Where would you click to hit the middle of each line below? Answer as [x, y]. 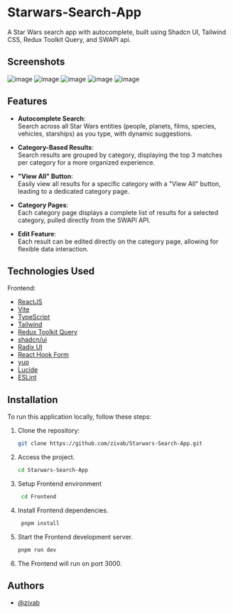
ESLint [27, 378]
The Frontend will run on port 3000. [70, 563]
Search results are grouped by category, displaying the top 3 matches [120, 155]
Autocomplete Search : [52, 119]
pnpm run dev [37, 550]
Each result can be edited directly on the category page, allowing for [118, 241]
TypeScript [34, 317]
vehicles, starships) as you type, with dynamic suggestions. [105, 133]
